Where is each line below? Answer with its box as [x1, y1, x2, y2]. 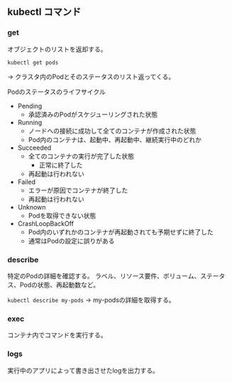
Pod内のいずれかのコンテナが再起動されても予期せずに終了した [28, 227, 214, 236]
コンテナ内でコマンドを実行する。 [7, 331, 107, 339]
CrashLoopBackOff [17, 219, 74, 228]
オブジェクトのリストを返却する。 [7, 45, 107, 53]
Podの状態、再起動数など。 [19, 280, 100, 289]
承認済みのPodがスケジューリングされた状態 [28, 110, 158, 119]
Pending [17, 102, 43, 110]
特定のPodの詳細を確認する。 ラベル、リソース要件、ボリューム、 [7, 271, 201, 280]
